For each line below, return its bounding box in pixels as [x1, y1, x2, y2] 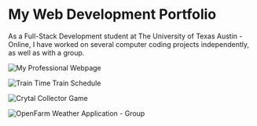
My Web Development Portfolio [8, 5, 217, 23]
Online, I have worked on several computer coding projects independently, [8, 39, 250, 49]
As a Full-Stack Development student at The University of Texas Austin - [8, 31, 243, 41]
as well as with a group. [8, 48, 85, 57]
